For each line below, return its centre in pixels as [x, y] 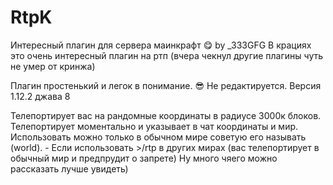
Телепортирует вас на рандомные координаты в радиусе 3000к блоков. [166, 115]
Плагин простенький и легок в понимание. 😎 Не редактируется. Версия [166, 85]
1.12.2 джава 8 [40, 96]
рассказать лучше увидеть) [69, 168]
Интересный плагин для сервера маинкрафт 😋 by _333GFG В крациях [161, 45]
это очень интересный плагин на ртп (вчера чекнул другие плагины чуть [167, 55]
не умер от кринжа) [53, 66]
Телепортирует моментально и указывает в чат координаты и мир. [154, 126]
